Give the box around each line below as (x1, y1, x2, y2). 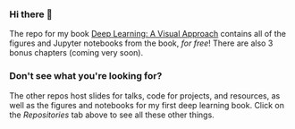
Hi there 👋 (9, 8, 54, 21)
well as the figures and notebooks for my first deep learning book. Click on (9, 99, 284, 110)
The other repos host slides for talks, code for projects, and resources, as (9, 90, 281, 101)
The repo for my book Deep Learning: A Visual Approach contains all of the (9, 29, 286, 39)
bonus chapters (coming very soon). (9, 47, 144, 58)
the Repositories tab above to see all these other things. (9, 109, 215, 120)
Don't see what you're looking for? (9, 70, 163, 82)
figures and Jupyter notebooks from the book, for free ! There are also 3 (9, 38, 274, 48)
